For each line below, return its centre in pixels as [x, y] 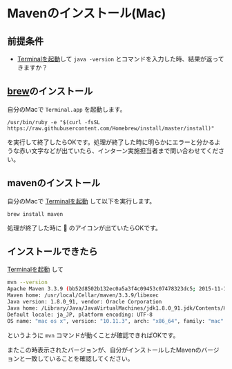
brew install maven [35, 214]
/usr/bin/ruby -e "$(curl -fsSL [54, 122]
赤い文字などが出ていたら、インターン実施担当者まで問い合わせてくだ [119, 150]
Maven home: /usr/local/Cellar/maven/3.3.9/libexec [83, 296]
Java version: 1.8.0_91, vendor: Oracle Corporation [85, 302]
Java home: [23, 308]
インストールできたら [52, 252]
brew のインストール [50, 91]
